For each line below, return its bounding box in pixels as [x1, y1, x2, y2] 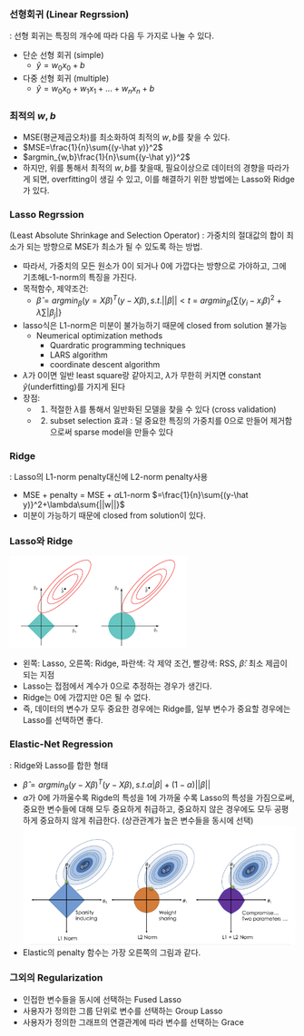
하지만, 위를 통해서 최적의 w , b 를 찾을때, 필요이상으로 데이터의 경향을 [22, 162, 266, 173]
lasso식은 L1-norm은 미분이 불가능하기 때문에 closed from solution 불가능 [22, 319, 288, 330]
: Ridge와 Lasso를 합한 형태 [9, 759, 109, 770]
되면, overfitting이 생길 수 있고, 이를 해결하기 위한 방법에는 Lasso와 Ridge [32, 174, 295, 185]
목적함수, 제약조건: [22, 283, 89, 294]
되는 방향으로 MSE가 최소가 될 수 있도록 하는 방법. [25, 241, 202, 252]
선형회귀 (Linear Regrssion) [9, 7, 130, 20]
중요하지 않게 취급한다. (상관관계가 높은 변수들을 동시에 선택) [39, 815, 254, 826]
